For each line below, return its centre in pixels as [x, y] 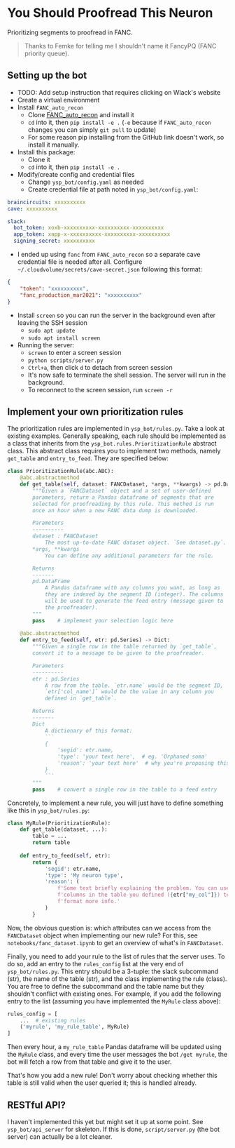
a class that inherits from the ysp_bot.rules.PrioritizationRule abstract [112, 443]
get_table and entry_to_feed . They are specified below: [88, 458]
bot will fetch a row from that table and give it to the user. [90, 1062]
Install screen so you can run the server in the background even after [116, 315]
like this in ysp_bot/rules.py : [49, 810]
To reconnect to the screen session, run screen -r [100, 389]
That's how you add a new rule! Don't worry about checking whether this [113, 1076]
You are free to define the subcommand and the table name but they [106, 986]
